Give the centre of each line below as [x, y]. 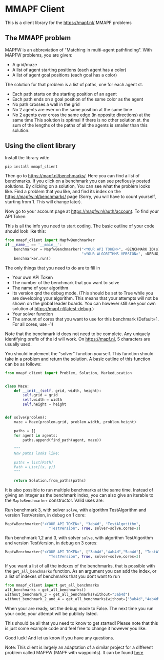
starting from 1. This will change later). [43, 202]
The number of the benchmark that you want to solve [66, 282]
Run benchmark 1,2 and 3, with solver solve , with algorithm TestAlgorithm [79, 538]
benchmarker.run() [32, 258]
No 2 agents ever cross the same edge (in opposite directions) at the [81, 115]
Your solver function [32, 314]
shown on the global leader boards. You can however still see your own [84, 303]
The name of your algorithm [40, 288]
